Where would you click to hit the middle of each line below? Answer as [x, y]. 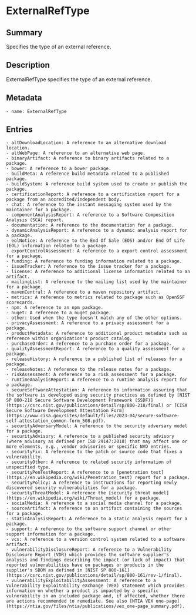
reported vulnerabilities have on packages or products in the [85, 565]
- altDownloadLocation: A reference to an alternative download [86, 143]
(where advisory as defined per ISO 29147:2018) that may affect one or [97, 442]
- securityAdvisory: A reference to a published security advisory [90, 437]
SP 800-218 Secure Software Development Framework [69, 400]
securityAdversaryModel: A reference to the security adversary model [99, 426]
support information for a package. [51, 534]
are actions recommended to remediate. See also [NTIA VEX [80, 601]
